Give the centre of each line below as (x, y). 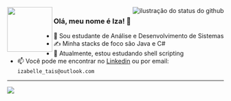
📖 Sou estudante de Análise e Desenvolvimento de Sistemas (139, 36)
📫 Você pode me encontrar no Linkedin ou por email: (93, 61)
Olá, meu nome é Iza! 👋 (93, 21)
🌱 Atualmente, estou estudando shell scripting (119, 53)
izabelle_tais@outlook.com (56, 72)
